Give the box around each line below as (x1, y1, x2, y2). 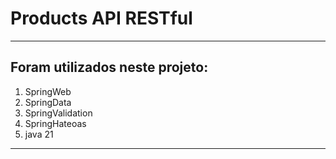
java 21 (24, 128, 54, 140)
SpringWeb (24, 85, 72, 97)
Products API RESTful (10, 7, 193, 30)
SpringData (24, 96, 72, 108)
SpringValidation (24, 107, 93, 119)
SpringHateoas (24, 117, 87, 129)
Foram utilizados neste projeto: (10, 59, 209, 76)
